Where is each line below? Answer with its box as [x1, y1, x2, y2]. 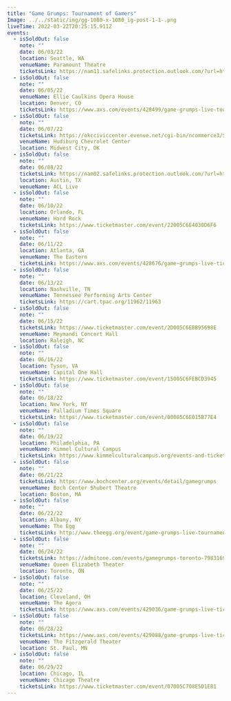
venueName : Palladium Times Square [19, 407, 122, 414]
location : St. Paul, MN [19, 644, 88, 651]
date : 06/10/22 [19, 203, 63, 210]
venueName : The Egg [19, 522, 76, 529]
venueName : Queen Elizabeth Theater [19, 561, 125, 569]
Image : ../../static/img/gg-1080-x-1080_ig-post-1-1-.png [7, 17, 177, 23]
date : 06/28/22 [19, 625, 63, 632]
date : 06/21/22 [19, 471, 63, 478]
